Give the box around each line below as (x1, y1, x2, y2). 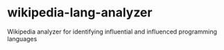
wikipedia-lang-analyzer (7, 5, 153, 21)
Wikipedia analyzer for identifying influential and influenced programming (7, 27, 217, 36)
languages (7, 34, 37, 42)
